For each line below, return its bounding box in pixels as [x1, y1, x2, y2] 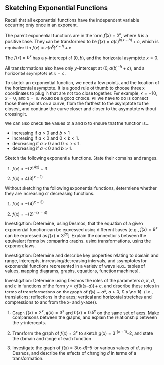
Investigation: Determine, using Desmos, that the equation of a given [5, 220, 143, 226]
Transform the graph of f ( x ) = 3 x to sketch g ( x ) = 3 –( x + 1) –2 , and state [12, 329, 153, 336]
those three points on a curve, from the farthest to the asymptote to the [5, 100, 149, 107]
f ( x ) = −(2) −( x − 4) [12, 210, 47, 217]
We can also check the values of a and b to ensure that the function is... [5, 121, 150, 126]
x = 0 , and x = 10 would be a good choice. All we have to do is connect [5, 96, 148, 101]
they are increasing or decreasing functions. [5, 191, 94, 196]
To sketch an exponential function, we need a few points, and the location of [5, 80, 159, 86]
